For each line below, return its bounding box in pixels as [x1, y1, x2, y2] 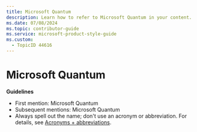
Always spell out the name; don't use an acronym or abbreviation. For [14, 112, 187, 119]
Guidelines [6, 88, 34, 95]
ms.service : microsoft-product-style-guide [6, 31, 117, 37]
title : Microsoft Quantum [6, 8, 71, 15]
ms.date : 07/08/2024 [6, 20, 58, 26]
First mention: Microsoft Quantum [14, 100, 98, 107]
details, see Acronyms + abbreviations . [14, 118, 112, 126]
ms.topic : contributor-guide [6, 25, 79, 32]
